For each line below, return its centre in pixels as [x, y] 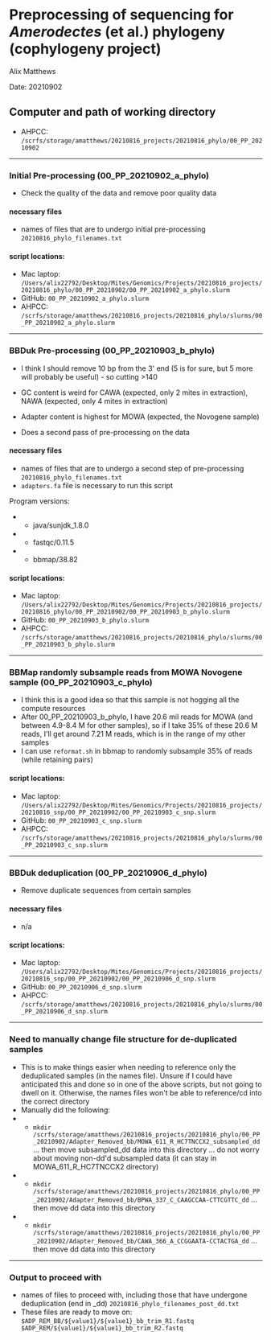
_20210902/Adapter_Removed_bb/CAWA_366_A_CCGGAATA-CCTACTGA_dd [141, 1241]
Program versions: [40, 501]
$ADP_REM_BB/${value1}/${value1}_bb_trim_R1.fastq [107, 1321]
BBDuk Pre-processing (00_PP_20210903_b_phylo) [112, 351]
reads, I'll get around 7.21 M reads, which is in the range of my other [133, 734]
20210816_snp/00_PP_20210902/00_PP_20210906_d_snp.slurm [118, 979]
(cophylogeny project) [85, 49]
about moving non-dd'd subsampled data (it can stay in [125, 1158]
